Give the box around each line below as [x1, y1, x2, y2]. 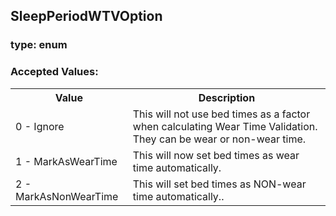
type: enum [10, 38, 68, 52]
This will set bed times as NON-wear [132, 177, 307, 191]
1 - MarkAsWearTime [15, 154, 118, 168]
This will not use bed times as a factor [132, 107, 311, 121]
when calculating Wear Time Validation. [132, 119, 318, 133]
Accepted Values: [10, 65, 99, 79]
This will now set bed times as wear [132, 148, 300, 162]
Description [198, 90, 256, 104]
